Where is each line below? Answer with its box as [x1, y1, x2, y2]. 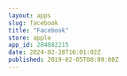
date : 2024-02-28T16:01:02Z [8, 48, 102, 56]
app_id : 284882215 [8, 41, 69, 49]
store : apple [8, 33, 52, 42]
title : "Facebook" [8, 26, 69, 34]
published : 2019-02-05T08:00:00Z [8, 56, 119, 64]
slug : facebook [8, 19, 59, 27]
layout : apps [8, 11, 52, 20]
